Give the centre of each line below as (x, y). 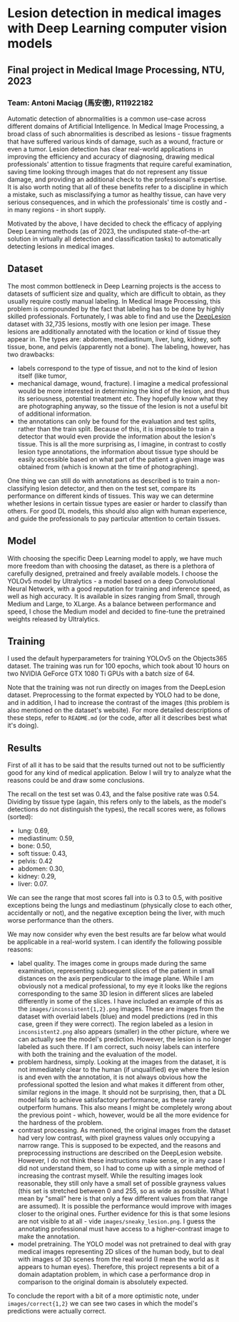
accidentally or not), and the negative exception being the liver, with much (116, 913)
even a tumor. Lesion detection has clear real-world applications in (105, 149)
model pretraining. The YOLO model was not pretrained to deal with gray (124, 1244)
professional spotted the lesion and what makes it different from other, (121, 1085)
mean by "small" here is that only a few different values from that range (123, 1198)
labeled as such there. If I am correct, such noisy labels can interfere (118, 1047)
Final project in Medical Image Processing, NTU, (116, 70)
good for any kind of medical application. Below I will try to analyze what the (119, 773)
